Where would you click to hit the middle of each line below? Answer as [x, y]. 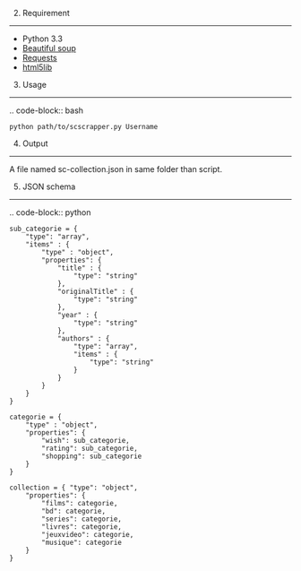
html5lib [37, 67]
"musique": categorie [82, 542]
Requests [39, 58]
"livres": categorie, [82, 527]
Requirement [46, 13]
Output [35, 143]
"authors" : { [83, 339]
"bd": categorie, [73, 511]
